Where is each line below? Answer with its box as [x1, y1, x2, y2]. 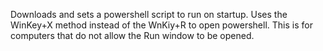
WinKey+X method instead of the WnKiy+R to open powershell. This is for [10, 19, 313, 31]
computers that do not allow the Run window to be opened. [10, 30, 255, 41]
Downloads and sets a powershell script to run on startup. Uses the [10, 9, 288, 20]
